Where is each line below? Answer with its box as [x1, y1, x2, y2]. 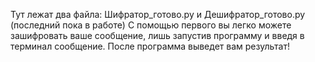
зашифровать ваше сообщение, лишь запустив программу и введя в [10, 30, 305, 41]
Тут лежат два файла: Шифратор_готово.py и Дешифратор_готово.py [10, 9, 306, 20]
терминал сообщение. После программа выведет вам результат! [10, 40, 290, 52]
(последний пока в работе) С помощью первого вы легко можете [10, 19, 292, 31]
